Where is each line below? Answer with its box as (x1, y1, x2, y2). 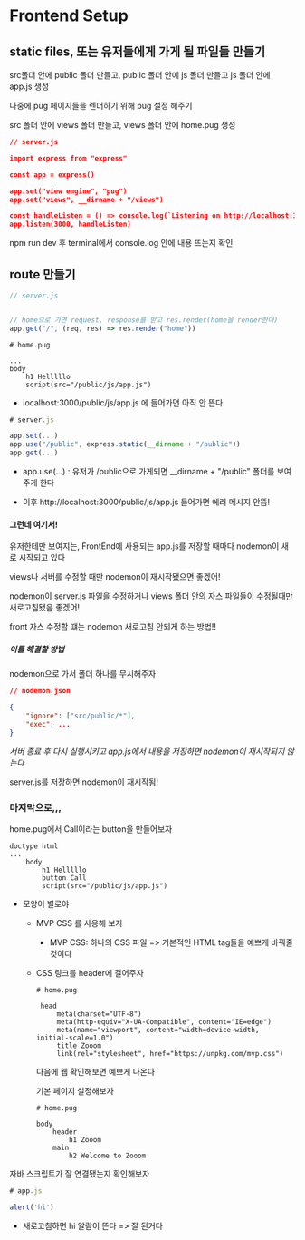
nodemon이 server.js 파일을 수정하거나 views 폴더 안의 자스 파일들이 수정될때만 (9, 591, 293, 601)
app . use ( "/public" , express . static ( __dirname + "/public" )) (9, 440, 242, 449)
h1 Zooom (68, 1135, 102, 1144)
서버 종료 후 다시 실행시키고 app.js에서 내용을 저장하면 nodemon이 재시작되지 (9, 746, 285, 757)
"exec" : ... (25, 719, 71, 728)
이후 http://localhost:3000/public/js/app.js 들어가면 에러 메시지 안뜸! (22, 496, 271, 508)
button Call (42, 873, 88, 883)
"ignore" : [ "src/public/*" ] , (25, 711, 136, 720)
